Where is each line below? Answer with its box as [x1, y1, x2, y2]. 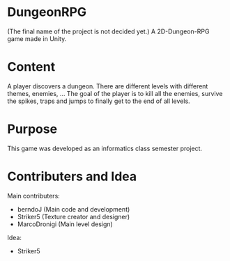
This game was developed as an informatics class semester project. [7, 144, 203, 152]
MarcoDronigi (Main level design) [17, 220, 113, 228]
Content [7, 59, 56, 75]
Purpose [7, 121, 58, 137]
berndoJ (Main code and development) [17, 205, 130, 213]
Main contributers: [7, 191, 61, 200]
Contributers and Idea [7, 168, 137, 184]
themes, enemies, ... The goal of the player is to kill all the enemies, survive [7, 89, 223, 97]
